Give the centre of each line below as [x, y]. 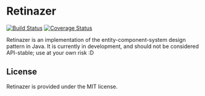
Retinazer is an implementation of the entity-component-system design [96, 39]
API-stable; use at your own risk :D [50, 52]
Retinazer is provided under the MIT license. [62, 86]
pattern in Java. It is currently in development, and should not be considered [102, 46]
